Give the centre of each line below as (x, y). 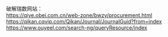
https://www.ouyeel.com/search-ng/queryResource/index (77, 28)
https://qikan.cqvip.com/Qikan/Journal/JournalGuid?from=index (84, 21)
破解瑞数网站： (24, 9)
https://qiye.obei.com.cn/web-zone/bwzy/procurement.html (79, 15)
